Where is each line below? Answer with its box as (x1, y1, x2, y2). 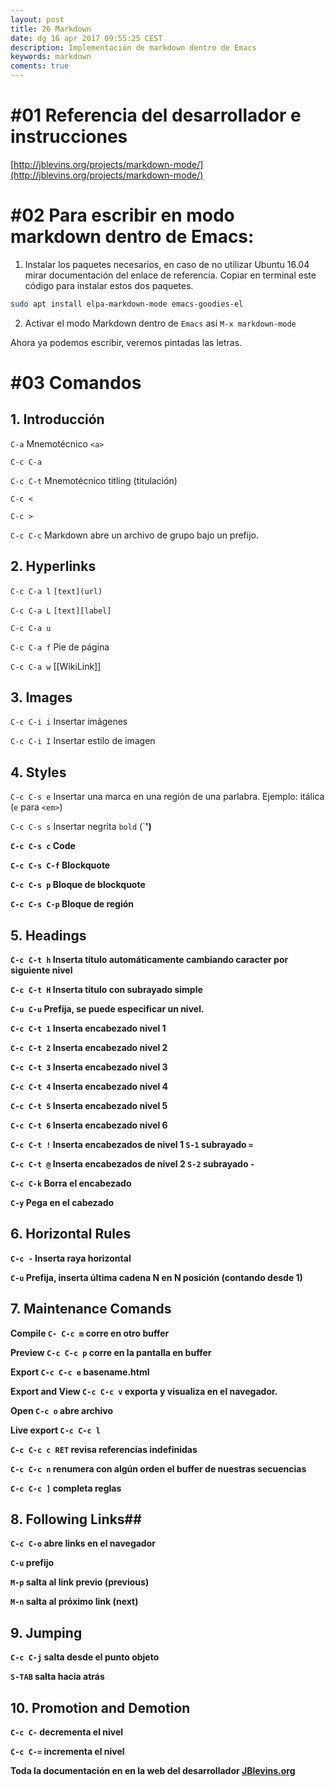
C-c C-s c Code (10, 840, 76, 852)
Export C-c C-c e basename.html (10, 1366, 150, 1378)
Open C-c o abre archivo (10, 1404, 114, 1416)
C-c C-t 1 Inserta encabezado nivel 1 (10, 1022, 167, 1034)
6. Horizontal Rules (10, 1226, 132, 1243)
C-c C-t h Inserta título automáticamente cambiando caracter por (10, 954, 289, 965)
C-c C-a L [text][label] (10, 606, 112, 616)
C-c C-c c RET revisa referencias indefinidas (10, 1443, 198, 1455)
